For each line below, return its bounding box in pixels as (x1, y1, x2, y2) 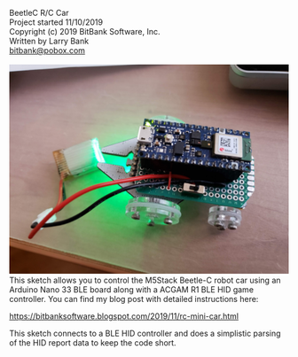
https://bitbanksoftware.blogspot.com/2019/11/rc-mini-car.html (9, 311, 239, 322)
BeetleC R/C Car (9, 8, 69, 18)
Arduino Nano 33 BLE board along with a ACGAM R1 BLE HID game (9, 284, 255, 295)
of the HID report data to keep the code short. (9, 338, 176, 348)
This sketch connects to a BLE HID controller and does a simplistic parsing (9, 328, 281, 338)
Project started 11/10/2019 (9, 17, 104, 27)
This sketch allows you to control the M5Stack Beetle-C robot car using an (9, 275, 281, 285)
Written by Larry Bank (9, 35, 90, 46)
